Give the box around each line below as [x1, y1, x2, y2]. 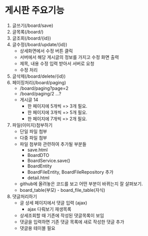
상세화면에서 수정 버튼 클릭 [19, 48, 73, 54]
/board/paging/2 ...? [19, 90, 62, 96]
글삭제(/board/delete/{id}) [12, 73, 66, 79]
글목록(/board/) [12, 28, 44, 35]
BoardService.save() [27, 157, 71, 163]
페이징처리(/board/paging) [12, 79, 67, 85]
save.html [27, 147, 48, 153]
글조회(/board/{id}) [12, 35, 51, 41]
